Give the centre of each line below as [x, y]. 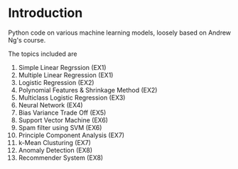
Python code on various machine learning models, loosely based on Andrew [120, 33]
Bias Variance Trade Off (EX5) [62, 112]
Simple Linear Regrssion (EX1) [62, 67]
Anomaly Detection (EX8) [55, 150]
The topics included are [43, 54]
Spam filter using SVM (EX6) [60, 127]
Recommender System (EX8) [61, 158]
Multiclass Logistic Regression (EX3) [72, 98]
